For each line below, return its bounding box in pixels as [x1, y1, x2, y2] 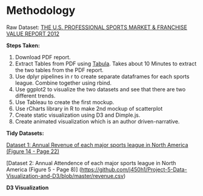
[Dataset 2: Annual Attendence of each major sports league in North [6, 159, 176, 166]
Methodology [6, 4, 76, 18]
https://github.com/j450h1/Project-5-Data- [81, 166, 187, 173]
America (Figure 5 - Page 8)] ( [6, 166, 82, 173]
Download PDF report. [15, 53, 71, 60]
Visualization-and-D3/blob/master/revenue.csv [6, 172, 124, 179]
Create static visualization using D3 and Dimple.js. [15, 111, 141, 119]
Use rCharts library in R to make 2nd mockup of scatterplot [15, 105, 163, 112]
